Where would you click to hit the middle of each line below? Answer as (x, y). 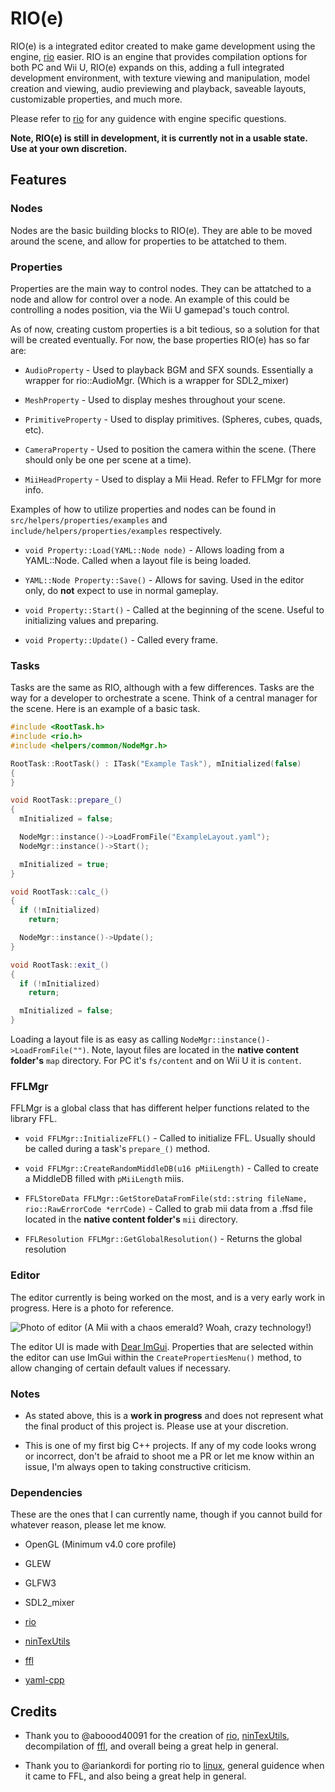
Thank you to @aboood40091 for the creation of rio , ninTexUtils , (157, 1736)
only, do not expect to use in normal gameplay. (121, 590)
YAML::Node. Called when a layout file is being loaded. (138, 560)
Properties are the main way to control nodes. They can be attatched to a (161, 288)
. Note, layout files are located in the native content (193, 1050)
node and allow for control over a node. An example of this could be (150, 299)
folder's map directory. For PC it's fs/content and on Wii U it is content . (156, 1061)
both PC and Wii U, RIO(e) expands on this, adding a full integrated (147, 67)
